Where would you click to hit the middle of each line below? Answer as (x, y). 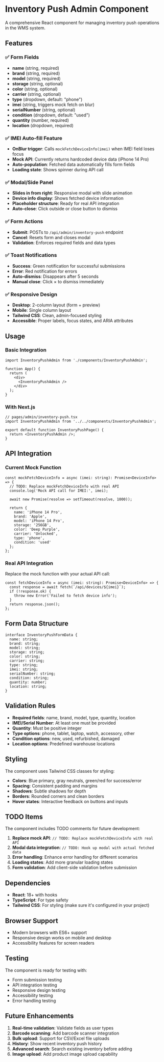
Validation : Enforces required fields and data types (64, 243)
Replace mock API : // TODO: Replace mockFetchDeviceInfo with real (82, 838)
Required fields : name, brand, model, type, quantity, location (74, 717)
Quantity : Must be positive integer (47, 728)
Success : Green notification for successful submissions (69, 266)
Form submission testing (37, 980)
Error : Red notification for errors (45, 271)
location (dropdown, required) (43, 125)
